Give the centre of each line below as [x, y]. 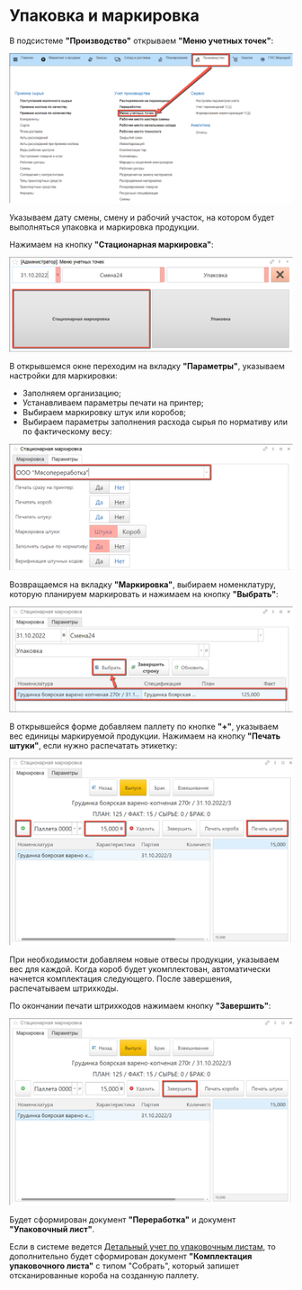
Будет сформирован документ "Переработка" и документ [123, 1219]
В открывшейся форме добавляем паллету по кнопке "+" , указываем [144, 726]
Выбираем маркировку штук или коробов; [104, 412]
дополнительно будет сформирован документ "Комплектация [131, 1256]
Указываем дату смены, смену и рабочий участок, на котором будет [142, 218]
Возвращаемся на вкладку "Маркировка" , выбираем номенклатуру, [143, 585]
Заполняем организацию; [71, 393]
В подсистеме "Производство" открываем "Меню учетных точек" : [142, 41]
